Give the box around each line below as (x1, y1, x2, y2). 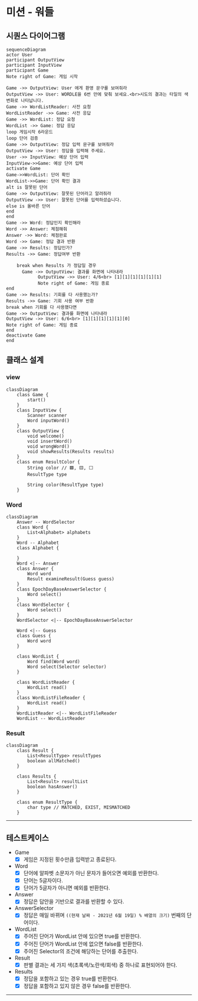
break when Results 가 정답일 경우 (16, 263, 97, 269)
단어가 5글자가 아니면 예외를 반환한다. (23, 884, 110, 892)
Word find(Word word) (27, 658, 81, 664)
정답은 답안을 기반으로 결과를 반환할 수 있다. (23, 898, 124, 905)
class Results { (16, 774, 57, 780)
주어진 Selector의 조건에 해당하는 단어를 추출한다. (23, 947, 138, 954)
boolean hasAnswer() (27, 784, 78, 790)
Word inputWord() (27, 418, 70, 423)
